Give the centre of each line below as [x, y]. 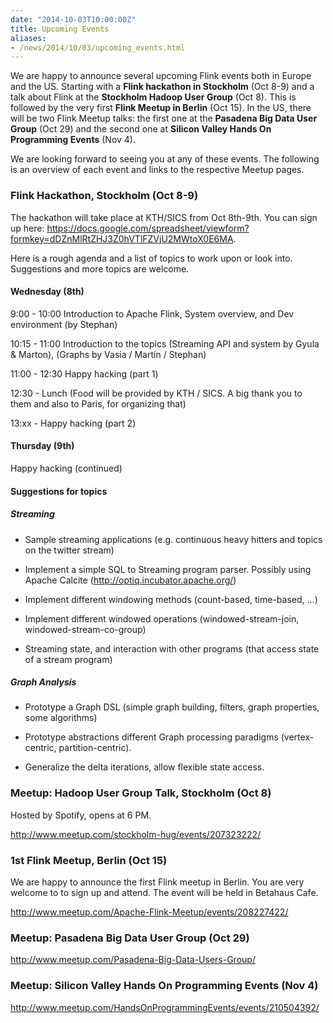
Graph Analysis [43, 682]
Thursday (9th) [42, 446]
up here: [27, 228]
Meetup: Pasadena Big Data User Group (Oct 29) [130, 938]
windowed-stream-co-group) [85, 629]
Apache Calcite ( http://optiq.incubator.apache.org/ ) [130, 580]
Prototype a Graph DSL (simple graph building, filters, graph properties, [172, 707]
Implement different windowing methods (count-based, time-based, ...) [171, 599]
